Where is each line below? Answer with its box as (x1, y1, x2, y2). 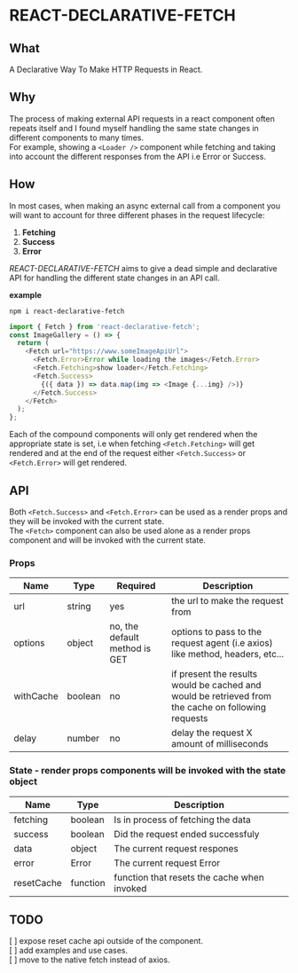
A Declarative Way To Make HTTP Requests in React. (9, 64, 203, 75)
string (67, 600, 91, 613)
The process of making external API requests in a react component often (9, 113, 275, 124)
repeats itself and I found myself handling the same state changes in (9, 122, 259, 133)
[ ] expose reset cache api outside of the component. (9, 936, 204, 946)
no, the (109, 620, 139, 632)
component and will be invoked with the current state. (9, 534, 207, 545)
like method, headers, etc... (171, 648, 284, 661)
